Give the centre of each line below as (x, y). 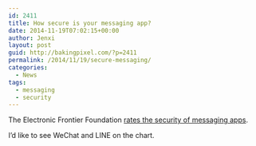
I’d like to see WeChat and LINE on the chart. (81, 136)
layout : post (30, 45)
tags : (17, 82)
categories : (28, 68)
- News (26, 75)
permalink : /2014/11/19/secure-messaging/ (80, 61)
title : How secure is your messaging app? (80, 23)
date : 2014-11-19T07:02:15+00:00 (64, 30)
